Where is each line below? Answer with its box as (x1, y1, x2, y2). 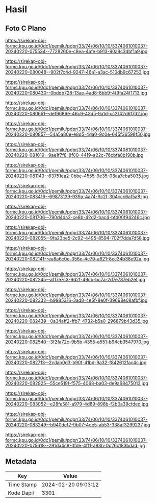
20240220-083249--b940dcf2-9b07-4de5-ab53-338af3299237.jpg (5, 422, 150, 427)
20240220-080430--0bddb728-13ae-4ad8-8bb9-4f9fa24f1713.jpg (5, 90, 148, 95)
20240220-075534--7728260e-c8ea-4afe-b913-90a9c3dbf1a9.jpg (5, 49, 148, 54)
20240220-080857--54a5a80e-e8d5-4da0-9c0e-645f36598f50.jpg (5, 131, 151, 137)
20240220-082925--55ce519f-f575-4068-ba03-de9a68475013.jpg (5, 380, 149, 386)
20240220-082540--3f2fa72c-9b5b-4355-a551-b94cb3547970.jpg (5, 339, 149, 345)
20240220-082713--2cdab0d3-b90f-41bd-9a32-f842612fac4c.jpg (5, 360, 147, 366)
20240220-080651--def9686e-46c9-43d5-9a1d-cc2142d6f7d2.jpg (5, 111, 148, 116)
